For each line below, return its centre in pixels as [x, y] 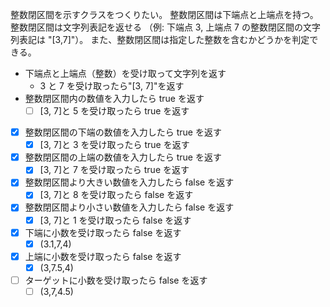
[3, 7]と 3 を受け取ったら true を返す [114, 145]
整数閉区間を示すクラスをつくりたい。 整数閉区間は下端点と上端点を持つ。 [164, 14]
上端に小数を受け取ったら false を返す [103, 256]
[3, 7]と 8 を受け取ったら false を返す [116, 195]
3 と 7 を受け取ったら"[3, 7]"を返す [112, 86]
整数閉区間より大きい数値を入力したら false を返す [129, 182]
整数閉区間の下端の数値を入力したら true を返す [123, 132]
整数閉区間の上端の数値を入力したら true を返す [123, 157]
